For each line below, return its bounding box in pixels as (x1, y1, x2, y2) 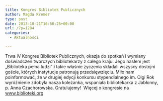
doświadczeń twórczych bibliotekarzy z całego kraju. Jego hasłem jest (5, 58, 150, 64)
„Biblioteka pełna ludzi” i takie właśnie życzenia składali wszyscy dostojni (5, 63, 156, 70)
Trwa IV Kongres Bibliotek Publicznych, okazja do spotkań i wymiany (5, 53, 146, 59)
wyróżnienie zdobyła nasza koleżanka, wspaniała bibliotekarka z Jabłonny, (5, 79, 158, 85)
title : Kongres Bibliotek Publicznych (5, 7, 85, 12)
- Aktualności (9, 35, 39, 40)
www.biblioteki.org (5, 90, 44, 96)
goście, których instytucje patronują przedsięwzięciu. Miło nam (5, 69, 135, 75)
